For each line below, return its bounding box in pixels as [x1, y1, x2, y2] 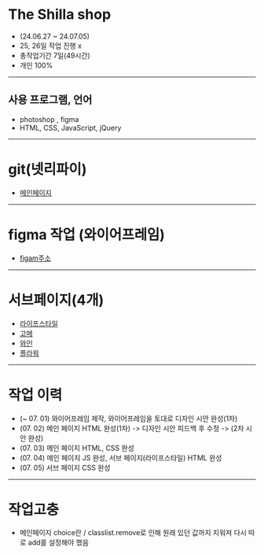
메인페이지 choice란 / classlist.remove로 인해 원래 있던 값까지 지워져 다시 [19, 528, 247, 537]
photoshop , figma [19, 114, 79, 124]
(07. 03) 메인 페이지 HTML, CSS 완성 [19, 443, 135, 452]
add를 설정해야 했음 [27, 537, 89, 548]
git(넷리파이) [8, 160, 87, 178]
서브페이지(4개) [8, 291, 104, 308]
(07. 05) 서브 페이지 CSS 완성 [19, 463, 111, 472]
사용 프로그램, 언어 [8, 93, 93, 107]
